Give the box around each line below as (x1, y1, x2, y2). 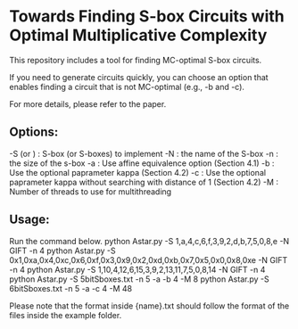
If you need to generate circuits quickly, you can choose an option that (9, 71, 269, 82)
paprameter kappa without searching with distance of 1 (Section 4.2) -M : (9, 177, 279, 187)
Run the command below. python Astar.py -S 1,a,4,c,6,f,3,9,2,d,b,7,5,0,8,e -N (9, 235, 290, 246)
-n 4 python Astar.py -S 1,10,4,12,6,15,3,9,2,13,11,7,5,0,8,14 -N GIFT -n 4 (9, 264, 266, 275)
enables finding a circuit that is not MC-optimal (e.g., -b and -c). (9, 81, 245, 92)
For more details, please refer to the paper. (9, 98, 167, 109)
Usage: (9, 212, 51, 227)
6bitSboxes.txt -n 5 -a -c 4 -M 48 (9, 283, 133, 293)
